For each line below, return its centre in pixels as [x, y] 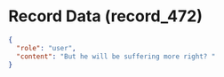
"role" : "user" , [46, 48]
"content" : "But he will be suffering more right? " [116, 56]
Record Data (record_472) [106, 16]
